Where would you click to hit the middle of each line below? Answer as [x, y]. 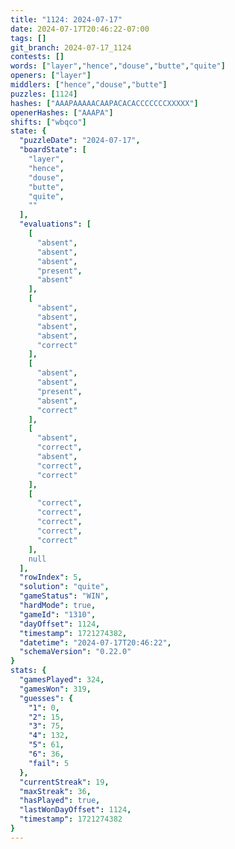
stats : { [28, 671]
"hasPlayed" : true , [60, 801]
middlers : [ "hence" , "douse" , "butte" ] [89, 85]
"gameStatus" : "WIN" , [64, 596]
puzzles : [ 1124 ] [44, 94]
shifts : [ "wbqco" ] [48, 122]
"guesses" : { [46, 698]
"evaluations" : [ [55, 224]
